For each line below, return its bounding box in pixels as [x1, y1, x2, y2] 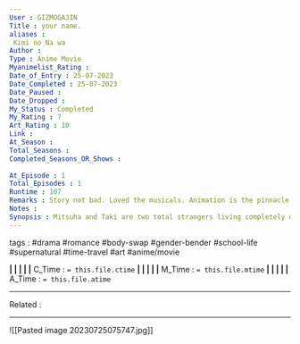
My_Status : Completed [9, 105, 94, 113]
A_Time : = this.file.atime [9, 273, 112, 284]
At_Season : [9, 138, 54, 147]
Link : [9, 130, 34, 138]
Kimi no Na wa [12, 38, 66, 47]
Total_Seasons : [9, 146, 70, 155]
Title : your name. [9, 21, 82, 30]
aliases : [9, 29, 46, 38]
